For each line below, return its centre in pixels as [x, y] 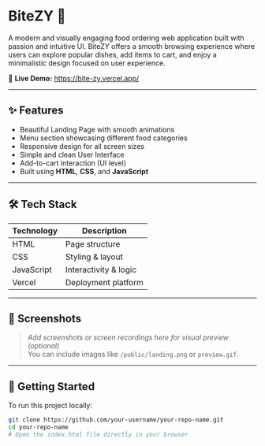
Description [105, 230]
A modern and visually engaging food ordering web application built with [126, 38]
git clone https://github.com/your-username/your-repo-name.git [116, 420]
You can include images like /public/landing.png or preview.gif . [133, 355]
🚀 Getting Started [52, 387]
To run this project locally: [50, 406]
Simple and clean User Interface [72, 154]
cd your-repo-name [38, 427]
